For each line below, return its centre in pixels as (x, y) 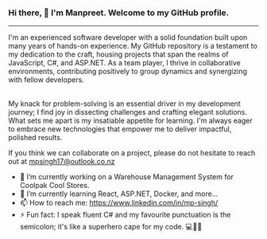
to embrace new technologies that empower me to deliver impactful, (120, 129)
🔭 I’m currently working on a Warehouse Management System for (127, 177)
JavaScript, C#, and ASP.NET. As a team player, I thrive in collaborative (124, 63)
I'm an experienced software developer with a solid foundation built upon (128, 37)
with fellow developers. (46, 80)
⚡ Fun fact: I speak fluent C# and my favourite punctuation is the (125, 215)
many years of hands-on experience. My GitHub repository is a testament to (133, 46)
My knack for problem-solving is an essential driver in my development (124, 104)
